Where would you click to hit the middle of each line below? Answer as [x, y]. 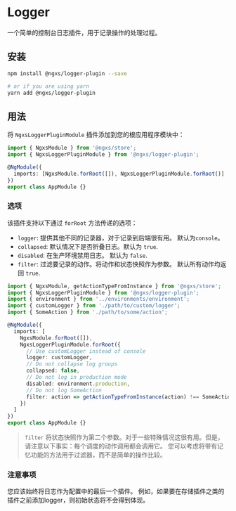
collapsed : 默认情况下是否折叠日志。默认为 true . [87, 246]
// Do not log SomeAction [64, 390]
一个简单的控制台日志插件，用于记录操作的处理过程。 [84, 32]
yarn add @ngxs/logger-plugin [52, 93]
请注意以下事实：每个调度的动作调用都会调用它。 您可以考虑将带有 [121, 446]
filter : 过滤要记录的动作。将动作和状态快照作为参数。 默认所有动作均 [119, 264]
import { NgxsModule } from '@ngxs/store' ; [72, 148]
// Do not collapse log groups [72, 364]
